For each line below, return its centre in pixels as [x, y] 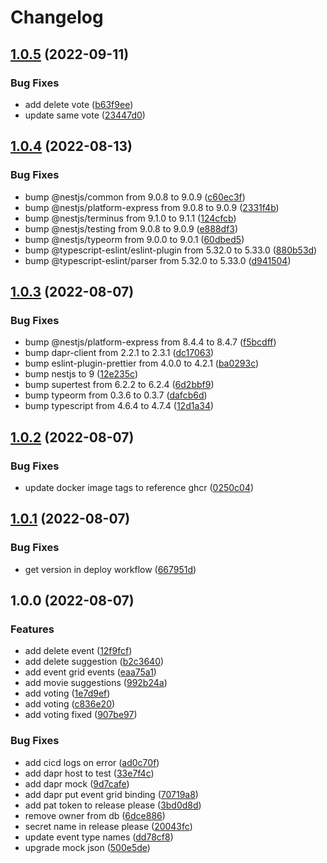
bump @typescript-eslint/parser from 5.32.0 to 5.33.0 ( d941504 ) [158, 260]
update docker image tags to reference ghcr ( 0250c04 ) [139, 487]
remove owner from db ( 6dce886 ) [95, 815]
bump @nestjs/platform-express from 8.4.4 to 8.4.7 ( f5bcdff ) [150, 342]
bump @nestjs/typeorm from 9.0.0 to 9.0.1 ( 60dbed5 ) [134, 239]
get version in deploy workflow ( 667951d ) [110, 569]
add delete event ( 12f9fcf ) [78, 651]
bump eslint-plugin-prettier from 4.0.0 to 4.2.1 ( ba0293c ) [142, 363]
